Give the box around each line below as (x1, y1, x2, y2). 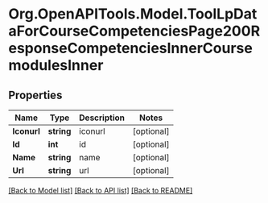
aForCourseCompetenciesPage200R (8, 22, 261, 40)
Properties (8, 88, 63, 101)
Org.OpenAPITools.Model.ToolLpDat (8, 5, 258, 23)
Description (79, 112, 125, 123)
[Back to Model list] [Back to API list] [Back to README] (8, 186, 193, 195)
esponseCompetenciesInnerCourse (8, 39, 254, 57)
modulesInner (8, 56, 104, 75)
